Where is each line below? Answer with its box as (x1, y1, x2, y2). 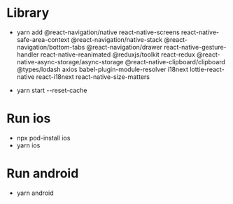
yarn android (16, 189, 54, 197)
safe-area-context (16, 35, 70, 43)
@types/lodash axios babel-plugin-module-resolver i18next (16, 65, 188, 73)
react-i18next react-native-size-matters (36, 72, 150, 81)
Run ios (6, 110, 51, 126)
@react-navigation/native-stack (71, 35, 162, 43)
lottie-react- (189, 65, 225, 73)
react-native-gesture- (163, 43, 227, 51)
